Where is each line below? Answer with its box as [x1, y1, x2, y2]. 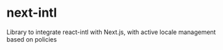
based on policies [6, 35, 57, 43]
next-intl [6, 5, 57, 21]
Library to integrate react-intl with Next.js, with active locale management [6, 28, 216, 36]
